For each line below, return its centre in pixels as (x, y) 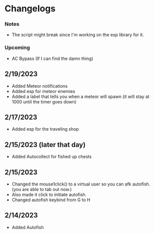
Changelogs (30, 9)
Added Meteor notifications (39, 86)
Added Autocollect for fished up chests (52, 157)
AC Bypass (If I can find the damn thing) (52, 58)
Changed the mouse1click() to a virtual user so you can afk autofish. (81, 184)
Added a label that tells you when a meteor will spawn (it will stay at (80, 96)
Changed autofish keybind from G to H (51, 200)
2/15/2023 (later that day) (45, 145)
